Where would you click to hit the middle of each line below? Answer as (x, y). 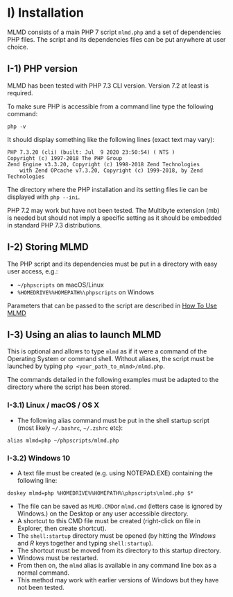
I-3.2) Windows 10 (39, 458)
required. (20, 93)
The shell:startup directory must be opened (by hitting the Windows (116, 535)
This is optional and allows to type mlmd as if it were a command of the (107, 351)
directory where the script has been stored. (69, 387)
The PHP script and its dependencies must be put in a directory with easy (112, 264)
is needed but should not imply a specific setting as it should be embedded (114, 218)
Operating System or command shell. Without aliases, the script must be (111, 359)
